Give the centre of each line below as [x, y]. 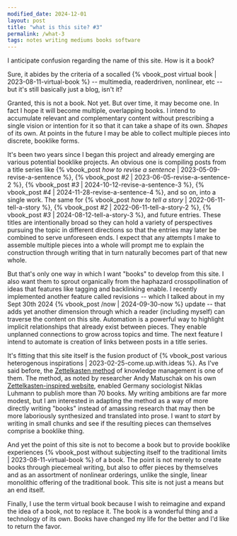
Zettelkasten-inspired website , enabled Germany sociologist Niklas [105, 386]
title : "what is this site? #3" [55, 27]
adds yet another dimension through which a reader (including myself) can [116, 312]
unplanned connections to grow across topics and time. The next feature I [115, 334]
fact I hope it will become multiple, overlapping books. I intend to [102, 111]
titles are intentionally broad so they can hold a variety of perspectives [110, 223]
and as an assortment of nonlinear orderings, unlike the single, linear [107, 475]
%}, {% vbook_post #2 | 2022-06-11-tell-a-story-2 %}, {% [127, 207]
